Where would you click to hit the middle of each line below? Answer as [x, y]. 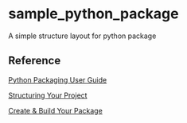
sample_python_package [93, 14]
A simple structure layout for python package [82, 36]
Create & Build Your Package [56, 110]
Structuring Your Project [48, 95]
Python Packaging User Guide [58, 79]
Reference [35, 61]
